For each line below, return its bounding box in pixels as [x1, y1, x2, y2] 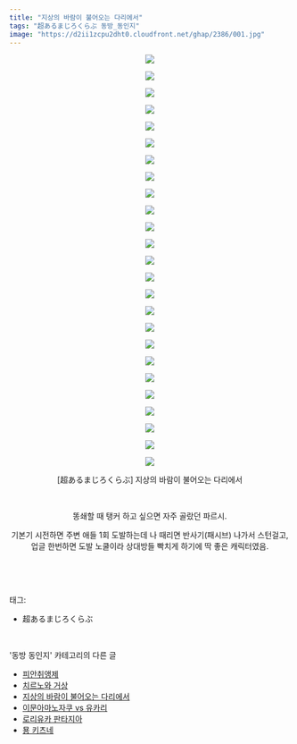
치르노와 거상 [21, 681, 69, 691]
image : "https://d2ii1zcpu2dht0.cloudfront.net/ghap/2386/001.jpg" [9, 30, 266, 38]
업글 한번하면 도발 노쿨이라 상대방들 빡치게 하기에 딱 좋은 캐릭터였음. [30, 541, 269, 552]
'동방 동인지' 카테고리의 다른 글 [9, 650, 117, 661]
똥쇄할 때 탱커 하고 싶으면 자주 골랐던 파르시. [72, 511, 227, 521]
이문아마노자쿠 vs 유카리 [21, 703, 108, 714]
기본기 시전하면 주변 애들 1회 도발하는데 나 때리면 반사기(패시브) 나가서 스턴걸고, [11, 529, 289, 541]
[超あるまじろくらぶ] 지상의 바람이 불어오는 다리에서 [56, 475, 243, 486]
